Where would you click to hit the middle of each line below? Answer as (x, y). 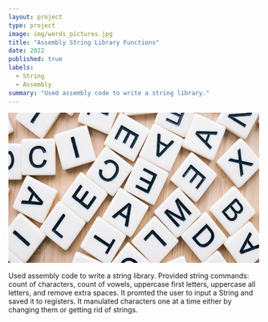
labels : (21, 68)
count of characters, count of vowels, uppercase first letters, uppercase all (132, 284)
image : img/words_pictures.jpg (61, 34)
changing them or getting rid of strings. (73, 309)
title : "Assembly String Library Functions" (84, 42)
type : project (32, 25)
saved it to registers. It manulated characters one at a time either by (120, 301)
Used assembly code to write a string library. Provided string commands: (129, 276)
